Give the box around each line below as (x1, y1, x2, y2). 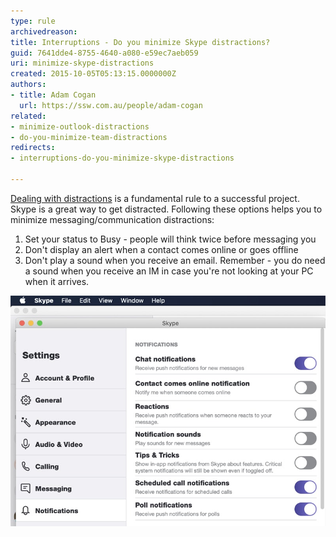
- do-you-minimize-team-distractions (10, 132, 168, 142)
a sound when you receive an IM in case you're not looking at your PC (24, 265, 314, 277)
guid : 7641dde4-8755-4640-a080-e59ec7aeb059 (10, 48, 199, 58)
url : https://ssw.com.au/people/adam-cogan (19, 100, 203, 110)
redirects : (10, 143, 56, 153)
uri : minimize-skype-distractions (10, 58, 155, 69)
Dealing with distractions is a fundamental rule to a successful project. (10, 192, 300, 204)
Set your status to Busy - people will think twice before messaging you (24, 233, 317, 245)
